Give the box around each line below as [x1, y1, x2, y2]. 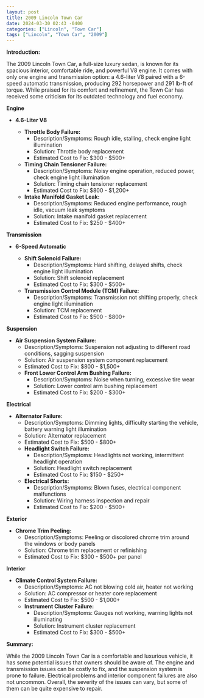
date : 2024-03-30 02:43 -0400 [6, 20, 83, 26]
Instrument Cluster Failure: [24, 603, 94, 610]
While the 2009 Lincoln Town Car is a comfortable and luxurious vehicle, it [6, 652, 193, 660]
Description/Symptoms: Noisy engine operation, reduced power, [33, 167, 195, 175]
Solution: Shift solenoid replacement [33, 274, 125, 282]
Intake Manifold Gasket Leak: [24, 193, 100, 200]
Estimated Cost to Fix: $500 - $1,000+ [24, 597, 121, 604]
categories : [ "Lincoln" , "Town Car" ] [6, 26, 102, 32]
